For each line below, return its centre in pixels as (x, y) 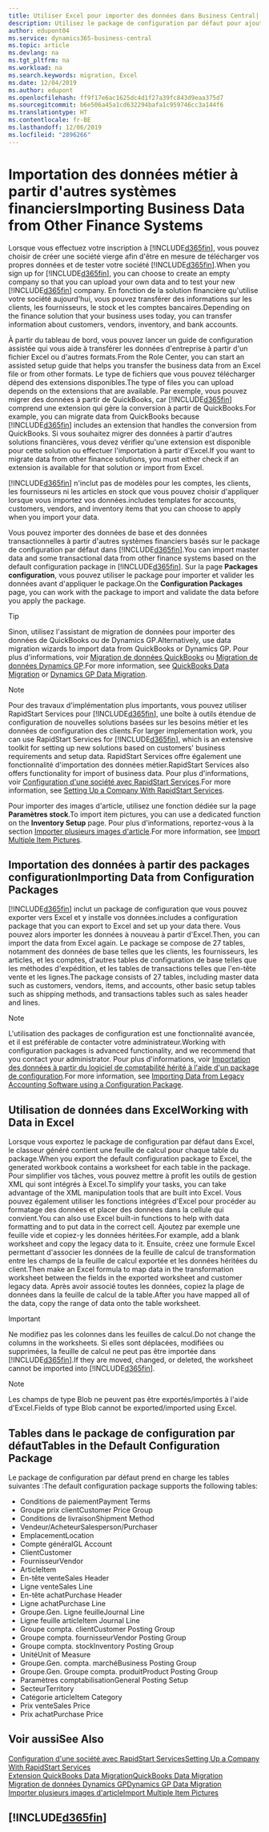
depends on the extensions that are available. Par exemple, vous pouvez (128, 391)
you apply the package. (47, 601)
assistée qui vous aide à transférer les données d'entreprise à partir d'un (128, 348)
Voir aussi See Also (56, 1740)
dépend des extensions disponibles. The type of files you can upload (121, 382)
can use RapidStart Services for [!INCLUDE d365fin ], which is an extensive (131, 739)
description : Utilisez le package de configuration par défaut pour (125, 23)
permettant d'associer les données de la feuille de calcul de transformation (132, 1252)
